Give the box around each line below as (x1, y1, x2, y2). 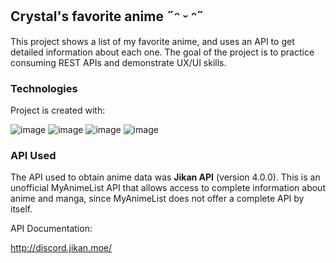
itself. (10, 203, 33, 215)
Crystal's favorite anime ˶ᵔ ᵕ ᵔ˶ (10, 8, 205, 25)
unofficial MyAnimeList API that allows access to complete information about (10, 182, 326, 194)
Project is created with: (10, 104, 106, 117)
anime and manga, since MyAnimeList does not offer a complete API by (10, 193, 305, 205)
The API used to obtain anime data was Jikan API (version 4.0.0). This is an (10, 171, 321, 183)
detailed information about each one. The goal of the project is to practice (10, 46, 315, 58)
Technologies (10, 81, 78, 95)
